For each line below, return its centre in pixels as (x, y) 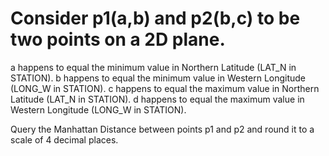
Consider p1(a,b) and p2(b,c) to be (155, 18)
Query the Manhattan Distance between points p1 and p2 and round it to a (162, 129)
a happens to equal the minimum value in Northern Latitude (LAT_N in (153, 67)
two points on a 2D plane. (118, 39)
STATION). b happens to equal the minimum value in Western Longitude (158, 78)
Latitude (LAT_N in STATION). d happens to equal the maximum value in (157, 99)
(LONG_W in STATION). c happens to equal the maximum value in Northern (165, 88)
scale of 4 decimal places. (64, 139)
